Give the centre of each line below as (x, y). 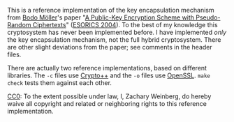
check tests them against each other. (59, 83)
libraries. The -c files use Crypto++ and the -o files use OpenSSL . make (109, 75)
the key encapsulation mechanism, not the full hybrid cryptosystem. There (114, 40)
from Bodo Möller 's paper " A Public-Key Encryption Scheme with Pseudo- (114, 17)
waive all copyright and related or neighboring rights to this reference (107, 104)
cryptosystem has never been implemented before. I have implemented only (117, 32)
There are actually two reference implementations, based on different (107, 68)
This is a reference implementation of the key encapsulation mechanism (111, 10)
